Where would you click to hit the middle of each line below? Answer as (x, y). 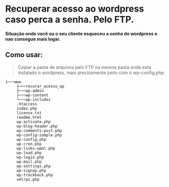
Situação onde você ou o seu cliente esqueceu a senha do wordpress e (81, 33)
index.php (27, 108)
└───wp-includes (34, 99)
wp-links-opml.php (36, 148)
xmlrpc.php (28, 179)
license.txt (29, 113)
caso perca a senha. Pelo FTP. (70, 20)
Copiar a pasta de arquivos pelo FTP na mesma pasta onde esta (85, 67)
